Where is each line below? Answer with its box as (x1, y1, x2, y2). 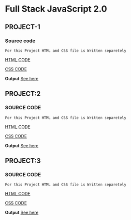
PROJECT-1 (5, 23, 40, 31)
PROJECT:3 (5, 156, 41, 165)
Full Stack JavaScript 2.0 (5, 3, 107, 15)
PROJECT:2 (5, 90, 41, 98)
